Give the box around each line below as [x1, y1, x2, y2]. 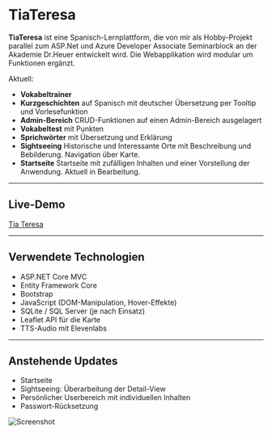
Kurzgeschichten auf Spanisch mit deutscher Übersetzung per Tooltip [19, 98, 257, 107]
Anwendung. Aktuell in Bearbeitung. [19, 166, 141, 176]
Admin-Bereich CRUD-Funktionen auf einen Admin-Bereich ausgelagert [19, 115, 262, 124]
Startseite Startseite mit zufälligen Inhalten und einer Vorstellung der [19, 158, 250, 167]
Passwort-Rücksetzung [19, 402, 99, 411]
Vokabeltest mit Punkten [19, 124, 104, 133]
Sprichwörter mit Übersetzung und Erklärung [19, 132, 172, 142]
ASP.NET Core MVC [19, 272, 87, 281]
